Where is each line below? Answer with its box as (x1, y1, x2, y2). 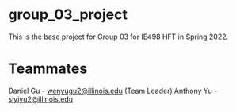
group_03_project (8, 6, 128, 24)
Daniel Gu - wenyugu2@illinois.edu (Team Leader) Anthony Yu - (8, 86, 218, 95)
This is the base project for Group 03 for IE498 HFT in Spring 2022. (8, 32, 229, 41)
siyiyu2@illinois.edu (8, 94, 74, 104)
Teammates (8, 60, 88, 78)
